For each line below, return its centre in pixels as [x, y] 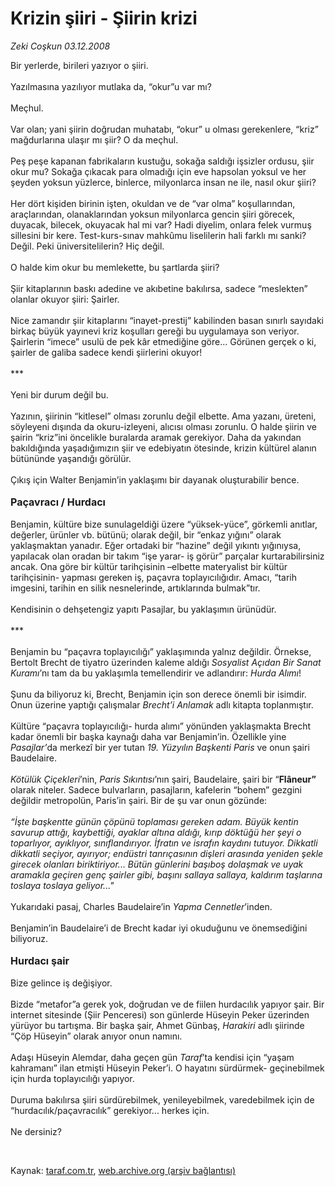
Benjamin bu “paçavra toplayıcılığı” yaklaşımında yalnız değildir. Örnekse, [161, 651]
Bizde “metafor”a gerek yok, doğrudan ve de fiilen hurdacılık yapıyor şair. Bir [167, 1004]
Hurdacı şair [40, 960]
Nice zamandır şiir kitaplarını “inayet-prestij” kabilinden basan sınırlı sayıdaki [167, 320]
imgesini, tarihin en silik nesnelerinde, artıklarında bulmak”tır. [135, 588]
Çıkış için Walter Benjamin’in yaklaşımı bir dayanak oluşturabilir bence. [155, 479]
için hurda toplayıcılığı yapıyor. [72, 1078]
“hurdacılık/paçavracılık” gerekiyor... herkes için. [110, 1110]
